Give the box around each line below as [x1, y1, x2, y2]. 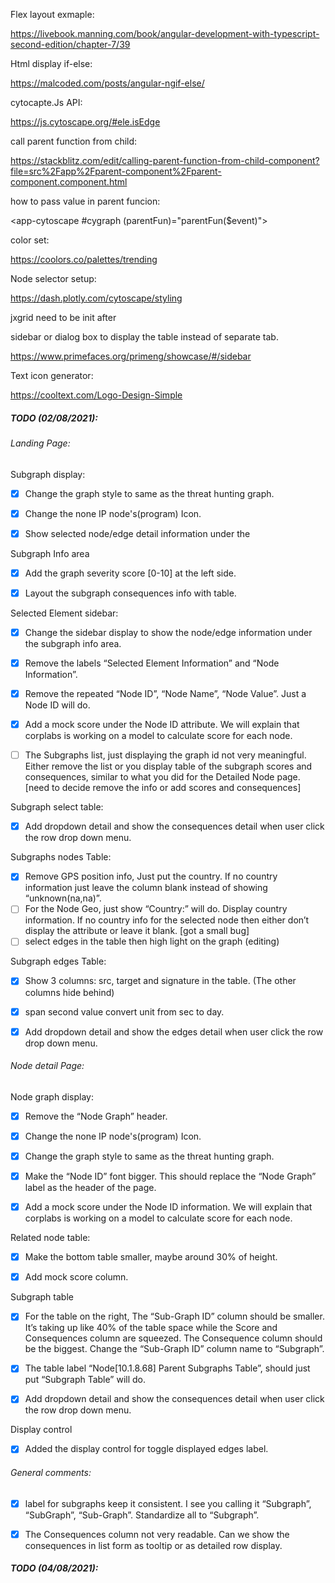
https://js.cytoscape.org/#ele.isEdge [10, 116, 161, 128]
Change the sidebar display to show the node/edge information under [24, 626, 313, 638]
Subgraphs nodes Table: [10, 851, 112, 863]
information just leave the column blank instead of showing [24, 882, 268, 894]
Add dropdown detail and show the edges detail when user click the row [24, 1025, 324, 1038]
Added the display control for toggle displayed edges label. [24, 1443, 269, 1455]
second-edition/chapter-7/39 [10, 39, 131, 50]
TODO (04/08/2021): [10, 1562, 99, 1574]
